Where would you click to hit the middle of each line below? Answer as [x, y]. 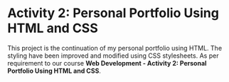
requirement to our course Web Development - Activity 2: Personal [107, 63]
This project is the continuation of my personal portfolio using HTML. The [115, 48]
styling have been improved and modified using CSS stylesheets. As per [113, 56]
